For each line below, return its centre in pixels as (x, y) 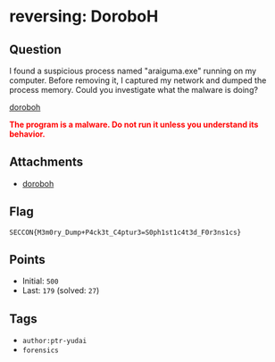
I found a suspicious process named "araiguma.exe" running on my (133, 71)
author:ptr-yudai (54, 341)
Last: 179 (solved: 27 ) (61, 290)
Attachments (46, 162)
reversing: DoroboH (84, 17)
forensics (41, 350)
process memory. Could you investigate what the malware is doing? (134, 90)
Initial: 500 (40, 281)
